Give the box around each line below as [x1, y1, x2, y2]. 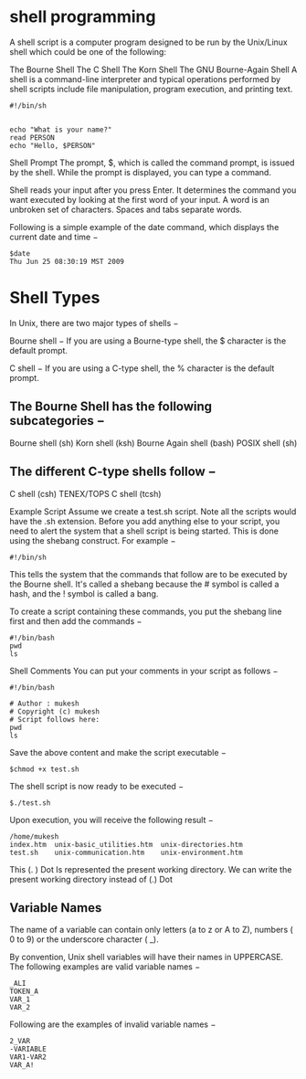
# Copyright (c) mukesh [9, 706, 100, 716]
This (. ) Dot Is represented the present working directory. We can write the [9, 863, 292, 874]
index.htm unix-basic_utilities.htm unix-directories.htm [9, 840, 244, 849]
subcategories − [9, 413, 105, 428]
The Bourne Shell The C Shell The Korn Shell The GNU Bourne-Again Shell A [9, 64, 298, 75]
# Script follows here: [9, 714, 100, 724]
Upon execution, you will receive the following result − [9, 814, 214, 825]
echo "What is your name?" [9, 125, 112, 134]
